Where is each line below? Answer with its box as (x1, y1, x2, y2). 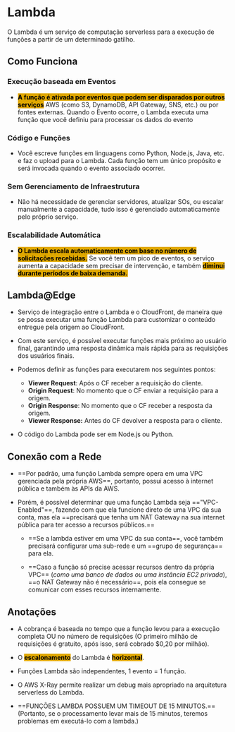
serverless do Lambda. (17, 688, 84, 696)
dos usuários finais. (17, 352, 75, 360)
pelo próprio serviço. (17, 212, 79, 221)
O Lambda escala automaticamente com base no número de (17, 246, 197, 255)
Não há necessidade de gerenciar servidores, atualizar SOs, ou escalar (17, 198, 224, 206)
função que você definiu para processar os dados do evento (17, 115, 193, 124)
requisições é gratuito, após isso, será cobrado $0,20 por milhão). (17, 640, 210, 648)
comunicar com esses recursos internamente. (27, 585, 162, 594)
